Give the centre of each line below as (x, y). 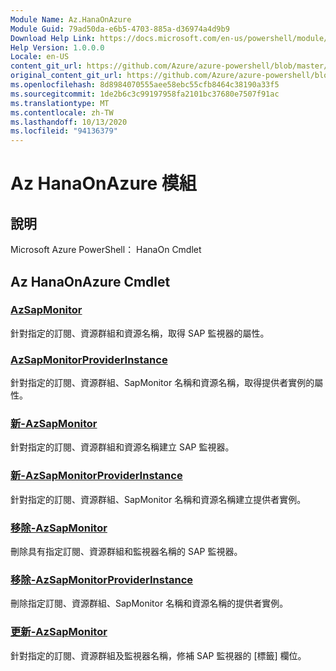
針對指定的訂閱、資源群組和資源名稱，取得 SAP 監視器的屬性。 (140, 333)
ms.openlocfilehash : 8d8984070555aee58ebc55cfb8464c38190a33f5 (145, 85)
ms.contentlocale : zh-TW (62, 112)
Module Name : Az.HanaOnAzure (71, 19)
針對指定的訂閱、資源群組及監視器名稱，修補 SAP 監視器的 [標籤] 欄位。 (158, 655)
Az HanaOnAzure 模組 (103, 183)
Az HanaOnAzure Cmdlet (90, 281)
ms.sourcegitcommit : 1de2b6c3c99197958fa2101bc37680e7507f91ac (145, 94)
